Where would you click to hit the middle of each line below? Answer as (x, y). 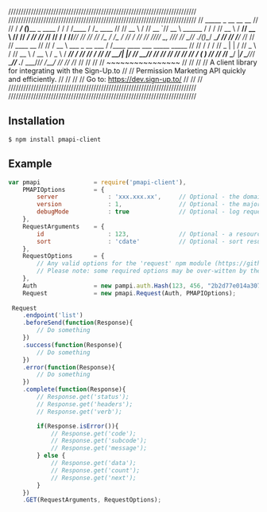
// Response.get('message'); (99, 448)
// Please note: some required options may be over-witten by (142, 271)
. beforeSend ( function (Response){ (78, 323)
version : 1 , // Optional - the (138, 205)
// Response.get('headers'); (85, 404)
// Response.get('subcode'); (99, 441)
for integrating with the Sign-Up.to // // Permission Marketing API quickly (127, 70)
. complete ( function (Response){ (74, 389)
